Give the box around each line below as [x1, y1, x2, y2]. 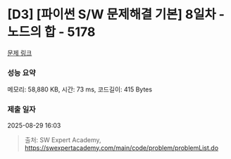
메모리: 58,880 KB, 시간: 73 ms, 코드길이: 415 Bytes [7, 85, 153, 94]
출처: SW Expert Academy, [24, 135, 101, 144]
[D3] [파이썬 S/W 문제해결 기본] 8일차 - [7, 6, 225, 23]
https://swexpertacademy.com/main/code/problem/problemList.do [24, 144, 219, 152]
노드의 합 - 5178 [7, 24, 96, 40]
